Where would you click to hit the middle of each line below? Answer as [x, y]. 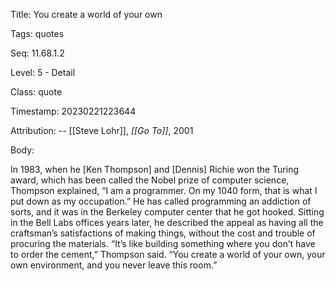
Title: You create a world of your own [86, 14]
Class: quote [36, 92]
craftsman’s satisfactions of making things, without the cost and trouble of [163, 233]
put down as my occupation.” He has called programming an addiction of [161, 201]
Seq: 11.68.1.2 [37, 53]
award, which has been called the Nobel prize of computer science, [150, 180]
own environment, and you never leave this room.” [114, 265]
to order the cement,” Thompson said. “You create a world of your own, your [168, 254]
